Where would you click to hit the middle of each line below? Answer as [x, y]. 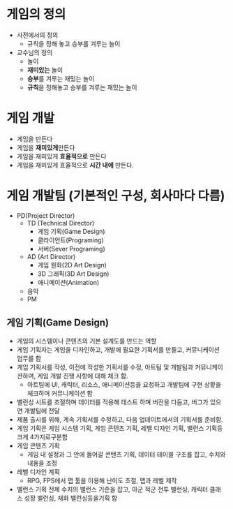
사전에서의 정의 [37, 35]
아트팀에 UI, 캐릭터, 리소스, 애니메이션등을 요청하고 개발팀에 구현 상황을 [124, 384]
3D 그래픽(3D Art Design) [73, 274]
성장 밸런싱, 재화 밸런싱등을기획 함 [71, 498]
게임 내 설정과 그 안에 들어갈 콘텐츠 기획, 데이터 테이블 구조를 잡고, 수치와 [126, 454]
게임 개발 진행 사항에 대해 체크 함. [83, 376]
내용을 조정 [42, 463]
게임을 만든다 [35, 139]
